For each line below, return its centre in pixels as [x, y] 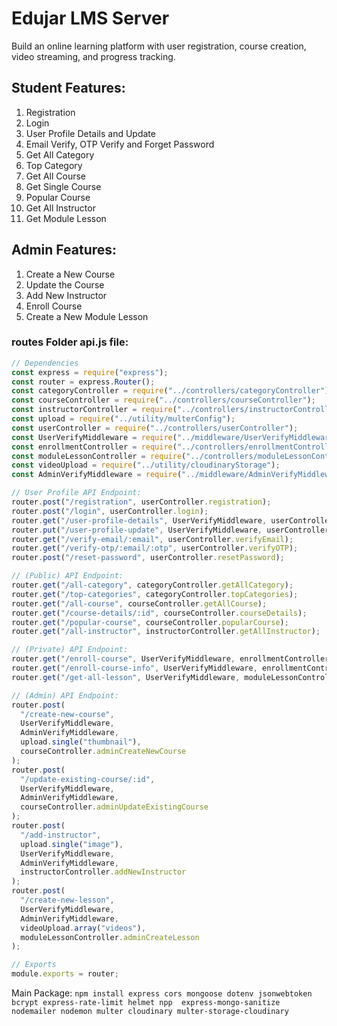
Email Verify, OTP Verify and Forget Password [120, 144]
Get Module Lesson [66, 218]
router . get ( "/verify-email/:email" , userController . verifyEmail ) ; [152, 539]
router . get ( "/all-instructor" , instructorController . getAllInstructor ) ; [166, 632]
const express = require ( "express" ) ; [90, 372]
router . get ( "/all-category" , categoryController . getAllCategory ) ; [152, 585]
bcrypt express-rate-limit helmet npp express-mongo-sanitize [146, 1003]
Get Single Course [63, 186]
